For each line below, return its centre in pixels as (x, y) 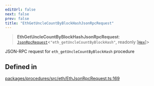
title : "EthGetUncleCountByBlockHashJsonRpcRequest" (60, 23)
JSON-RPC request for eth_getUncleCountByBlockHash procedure (70, 52)
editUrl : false (20, 9)
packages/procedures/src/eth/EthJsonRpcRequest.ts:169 (62, 79)
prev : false (17, 18)
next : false (17, 14)
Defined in (21, 67)
